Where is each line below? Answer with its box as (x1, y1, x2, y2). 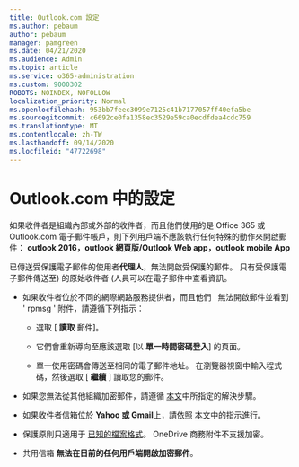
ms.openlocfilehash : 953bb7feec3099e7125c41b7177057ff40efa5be (9, 105, 251, 114)
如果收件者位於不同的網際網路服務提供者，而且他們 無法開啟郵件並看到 (22, 291, 289, 302)
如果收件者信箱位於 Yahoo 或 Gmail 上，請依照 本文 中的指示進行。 (22, 410, 267, 420)
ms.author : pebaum (9, 22, 78, 31)
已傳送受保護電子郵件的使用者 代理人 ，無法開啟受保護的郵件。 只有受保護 (9, 261, 279, 272)
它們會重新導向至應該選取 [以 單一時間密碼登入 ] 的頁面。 (35, 340, 245, 351)
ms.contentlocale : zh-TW (9, 130, 102, 139)
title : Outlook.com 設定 (9, 13, 100, 22)
